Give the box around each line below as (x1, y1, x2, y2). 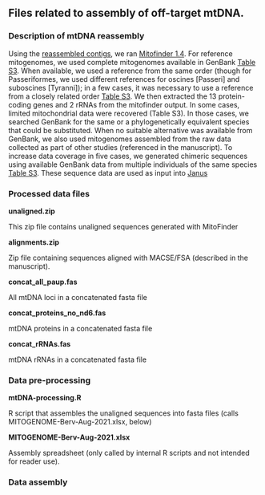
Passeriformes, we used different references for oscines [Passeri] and (8, 74, 240, 83)
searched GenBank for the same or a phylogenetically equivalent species (8, 116, 250, 127)
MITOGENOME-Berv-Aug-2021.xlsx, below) (8, 417, 152, 427)
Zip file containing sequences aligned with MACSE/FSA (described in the (8, 253, 249, 262)
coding (8, 99, 32, 109)
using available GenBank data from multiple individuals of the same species (8, 160, 258, 169)
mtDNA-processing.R (8, 393, 82, 403)
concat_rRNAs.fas (8, 339, 71, 348)
